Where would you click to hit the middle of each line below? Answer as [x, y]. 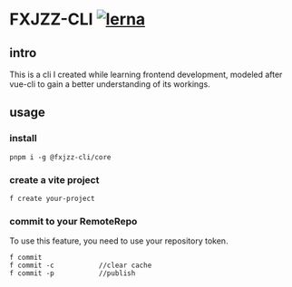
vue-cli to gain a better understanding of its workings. [110, 84]
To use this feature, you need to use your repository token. [119, 241]
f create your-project [52, 198]
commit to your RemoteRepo [73, 221]
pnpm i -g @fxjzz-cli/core [60, 157]
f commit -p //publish [73, 273]
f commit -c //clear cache [81, 266]
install [24, 139]
